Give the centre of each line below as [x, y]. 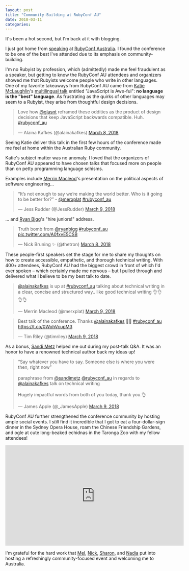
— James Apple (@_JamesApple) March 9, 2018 [68, 407]
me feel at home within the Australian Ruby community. [63, 148]
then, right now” [35, 367]
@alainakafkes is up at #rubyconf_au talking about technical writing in [91, 286]
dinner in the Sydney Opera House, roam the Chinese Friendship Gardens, [83, 427]
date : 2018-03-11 [24, 19]
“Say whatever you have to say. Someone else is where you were [86, 362]
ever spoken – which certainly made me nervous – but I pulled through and [84, 271]
